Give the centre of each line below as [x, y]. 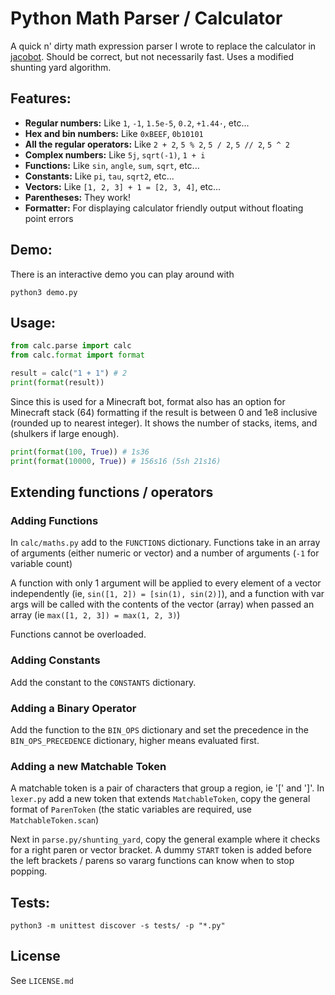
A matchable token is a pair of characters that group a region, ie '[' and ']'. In [167, 788]
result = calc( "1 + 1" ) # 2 [69, 373]
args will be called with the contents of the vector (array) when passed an [162, 604]
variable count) [41, 564]
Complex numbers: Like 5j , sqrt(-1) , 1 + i [115, 154]
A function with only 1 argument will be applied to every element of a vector [166, 583]
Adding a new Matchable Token [88, 766]
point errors [49, 218]
